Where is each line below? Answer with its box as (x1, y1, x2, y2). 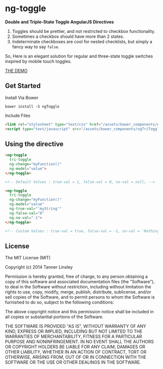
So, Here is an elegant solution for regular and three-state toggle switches (5, 53, 153, 59)
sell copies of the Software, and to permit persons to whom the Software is (5, 294, 155, 300)
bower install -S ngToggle (5, 104, 60, 109)
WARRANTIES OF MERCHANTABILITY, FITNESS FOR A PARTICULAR (5, 334, 142, 339)
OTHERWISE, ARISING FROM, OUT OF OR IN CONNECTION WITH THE (5, 354, 147, 360)
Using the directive (5, 140, 64, 148)
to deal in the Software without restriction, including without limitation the (5, 284, 151, 290)
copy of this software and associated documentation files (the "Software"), (5, 279, 155, 285)
